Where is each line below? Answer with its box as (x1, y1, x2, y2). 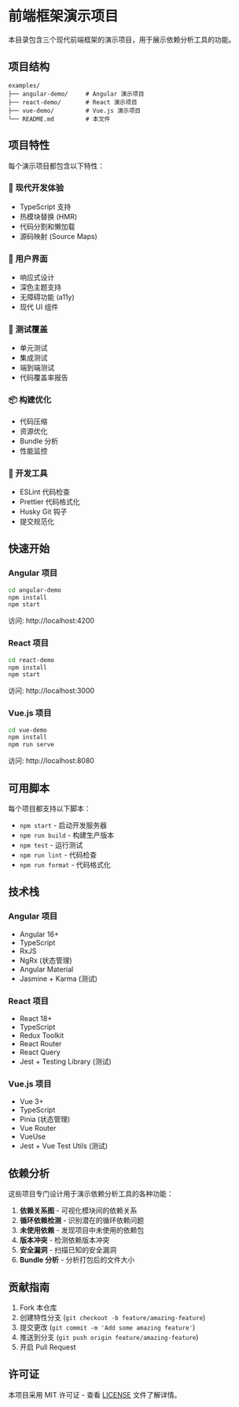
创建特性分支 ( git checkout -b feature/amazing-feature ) (19, 1312, 206, 1322)
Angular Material (19, 964, 74, 974)
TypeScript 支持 (19, 202, 72, 211)
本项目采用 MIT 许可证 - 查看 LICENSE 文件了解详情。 (8, 1390, 182, 1399)
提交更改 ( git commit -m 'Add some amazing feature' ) (19, 1323, 196, 1332)
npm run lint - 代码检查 (19, 850, 97, 860)
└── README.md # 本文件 (8, 115, 111, 123)
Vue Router (19, 1124, 57, 1133)
